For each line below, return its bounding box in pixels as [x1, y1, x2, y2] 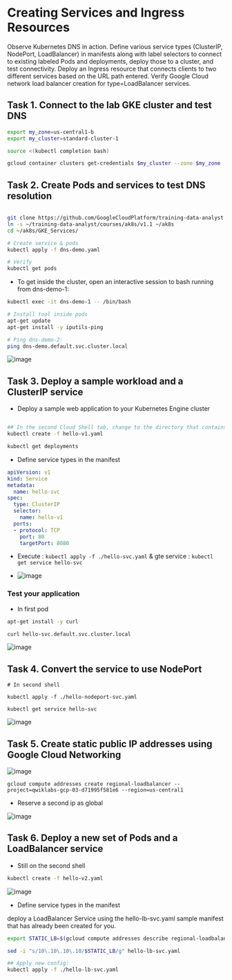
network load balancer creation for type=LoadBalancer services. [7, 79, 191, 87]
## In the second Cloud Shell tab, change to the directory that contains [7, 424, 227, 431]
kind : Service [7, 475, 48, 482]
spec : [7, 495, 23, 501]
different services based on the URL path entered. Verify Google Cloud [7, 71, 209, 80]
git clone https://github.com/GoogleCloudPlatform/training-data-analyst [7, 215, 224, 222]
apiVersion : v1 [7, 469, 51, 476]
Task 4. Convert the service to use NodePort [7, 663, 202, 675]
